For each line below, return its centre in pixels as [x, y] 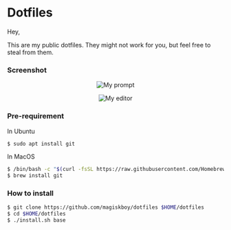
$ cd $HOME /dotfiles [37, 214]
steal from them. [30, 52]
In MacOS [21, 157]
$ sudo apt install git [41, 143]
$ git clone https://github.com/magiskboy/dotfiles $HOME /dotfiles [106, 207]
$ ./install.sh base [37, 220]
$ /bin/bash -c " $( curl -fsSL [51, 170]
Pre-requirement [36, 116]
